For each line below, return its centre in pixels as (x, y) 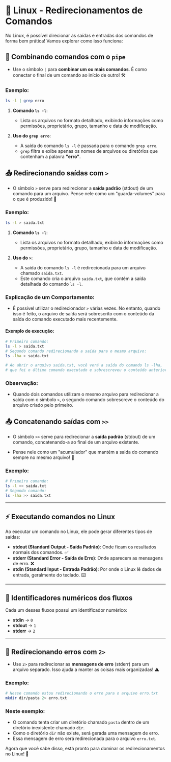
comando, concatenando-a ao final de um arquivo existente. (76, 442)
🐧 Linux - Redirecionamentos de (74, 10)
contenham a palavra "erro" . (50, 156)
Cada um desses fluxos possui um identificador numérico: (66, 610)
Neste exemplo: (25, 711)
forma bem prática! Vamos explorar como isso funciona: (64, 41)
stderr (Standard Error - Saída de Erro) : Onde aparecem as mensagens (88, 558)
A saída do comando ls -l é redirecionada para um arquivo (83, 267)
